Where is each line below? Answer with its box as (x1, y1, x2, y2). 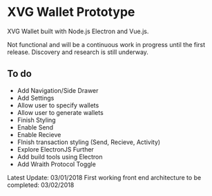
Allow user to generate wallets (17, 108, 104, 116)
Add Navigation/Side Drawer (17, 86, 99, 94)
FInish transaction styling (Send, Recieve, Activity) (17, 138, 161, 146)
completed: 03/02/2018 (7, 181, 75, 189)
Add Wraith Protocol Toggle (17, 160, 97, 168)
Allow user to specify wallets (17, 101, 99, 109)
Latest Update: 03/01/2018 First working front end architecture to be (7, 173, 202, 181)
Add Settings (17, 93, 55, 102)
